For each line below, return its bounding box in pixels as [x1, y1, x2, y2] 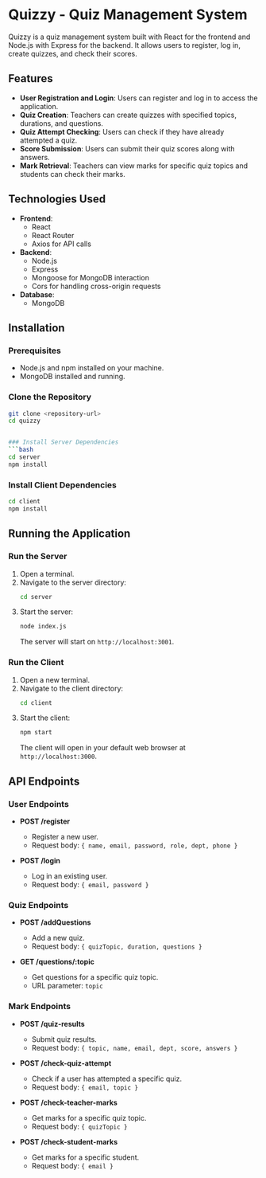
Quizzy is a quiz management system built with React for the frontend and [8, 32, 251, 41]
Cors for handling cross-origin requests [31, 281, 161, 291]
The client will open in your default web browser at [19, 743, 187, 753]
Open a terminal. [19, 569, 75, 578]
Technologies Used [8, 193, 106, 206]
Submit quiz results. [31, 1034, 97, 1044]
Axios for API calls [31, 239, 91, 249]
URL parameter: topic [31, 981, 103, 991]
